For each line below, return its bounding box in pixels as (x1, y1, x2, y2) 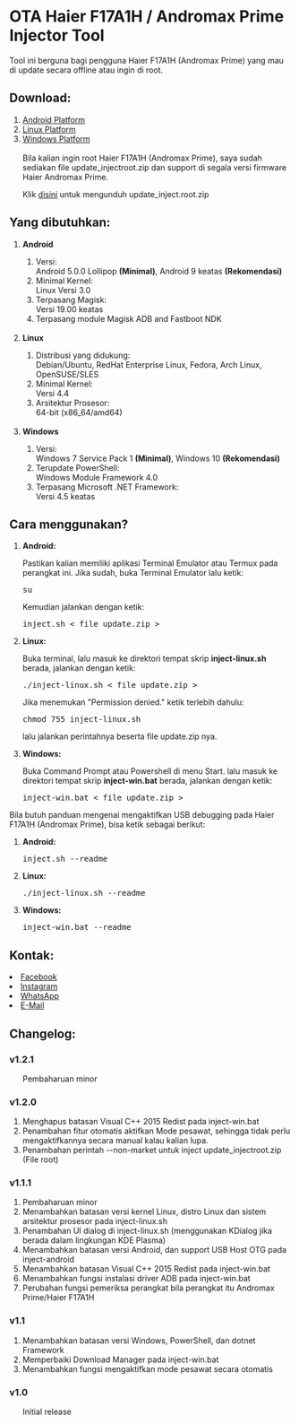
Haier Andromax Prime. (21, 171, 109, 182)
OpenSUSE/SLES (35, 369, 99, 379)
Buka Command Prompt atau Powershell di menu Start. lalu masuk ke (21, 766, 278, 777)
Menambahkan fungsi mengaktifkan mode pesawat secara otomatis (21, 1363, 273, 1374)
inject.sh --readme (21, 854, 108, 864)
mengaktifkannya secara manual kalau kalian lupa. (21, 1135, 209, 1146)
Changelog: (9, 1026, 76, 1041)
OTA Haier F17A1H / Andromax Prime (9, 6, 285, 27)
